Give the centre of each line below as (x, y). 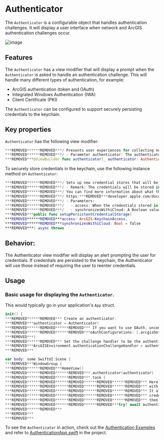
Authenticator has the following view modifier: (52, 141)
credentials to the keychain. (33, 114)
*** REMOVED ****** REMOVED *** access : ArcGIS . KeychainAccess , (66, 219)
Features (19, 58)
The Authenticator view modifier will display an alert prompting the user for (81, 255)
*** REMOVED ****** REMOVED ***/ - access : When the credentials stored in (82, 205)
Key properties (28, 130)
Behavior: (20, 243)
